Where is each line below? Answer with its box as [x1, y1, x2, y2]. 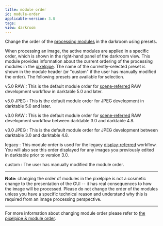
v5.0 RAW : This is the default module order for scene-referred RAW [5, 83, 141, 89]
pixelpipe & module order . [5, 215, 57, 222]
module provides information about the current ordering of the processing [5, 58, 153, 64]
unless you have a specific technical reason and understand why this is [5, 191, 148, 197]
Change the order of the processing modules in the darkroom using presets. [5, 38, 157, 44]
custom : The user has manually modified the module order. [5, 162, 125, 168]
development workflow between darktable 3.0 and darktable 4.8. [5, 118, 135, 124]
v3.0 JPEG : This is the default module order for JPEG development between [5, 127, 158, 133]
